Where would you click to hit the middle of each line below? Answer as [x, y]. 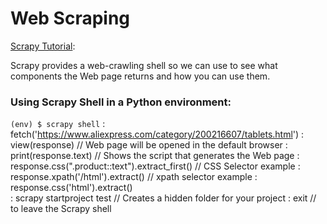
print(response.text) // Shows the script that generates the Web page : [155, 156]
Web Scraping [70, 18]
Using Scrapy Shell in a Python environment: [121, 102]
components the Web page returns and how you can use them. [140, 76]
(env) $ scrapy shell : [58, 124]
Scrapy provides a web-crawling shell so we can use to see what [144, 65]
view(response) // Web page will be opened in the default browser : [149, 145]
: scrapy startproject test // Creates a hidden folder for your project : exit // [163, 198]
